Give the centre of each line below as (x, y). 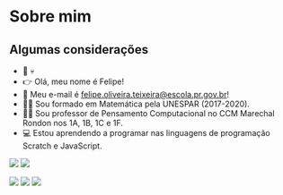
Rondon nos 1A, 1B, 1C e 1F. (73, 123)
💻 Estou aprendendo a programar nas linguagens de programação (146, 133)
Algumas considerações (79, 50)
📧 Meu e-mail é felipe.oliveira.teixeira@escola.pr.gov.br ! (126, 94)
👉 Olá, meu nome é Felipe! (73, 81)
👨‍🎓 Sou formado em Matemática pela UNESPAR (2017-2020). (136, 104)
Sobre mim (50, 17)
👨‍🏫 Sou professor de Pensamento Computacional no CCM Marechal (149, 113)
